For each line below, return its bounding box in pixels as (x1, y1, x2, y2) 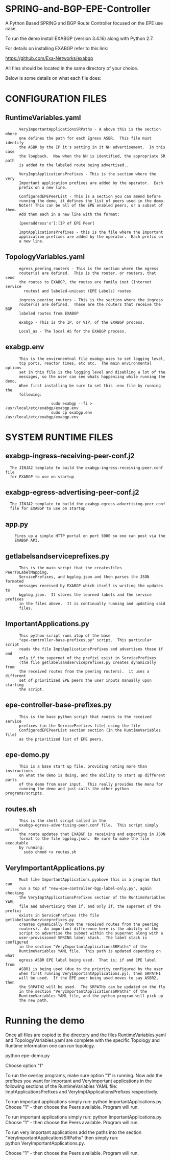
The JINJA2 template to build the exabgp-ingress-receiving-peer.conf (10, 465, 163, 471)
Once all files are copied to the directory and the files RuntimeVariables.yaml (5, 1032, 166, 1038)
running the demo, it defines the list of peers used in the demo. (18, 198, 166, 204)
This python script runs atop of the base (18, 633, 111, 638)
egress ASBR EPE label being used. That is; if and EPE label (18, 957, 157, 963)
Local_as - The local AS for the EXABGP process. (18, 328, 127, 334)
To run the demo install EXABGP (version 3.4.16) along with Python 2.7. (5, 35, 154, 41)
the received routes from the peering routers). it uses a (18, 668, 150, 674)
